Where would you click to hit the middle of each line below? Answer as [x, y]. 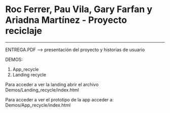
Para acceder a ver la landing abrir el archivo [52, 84]
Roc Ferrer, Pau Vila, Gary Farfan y [79, 9]
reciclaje [24, 31]
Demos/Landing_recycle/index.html [42, 90]
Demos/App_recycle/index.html [38, 105]
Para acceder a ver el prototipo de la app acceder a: [59, 99]
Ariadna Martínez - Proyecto [66, 20]
